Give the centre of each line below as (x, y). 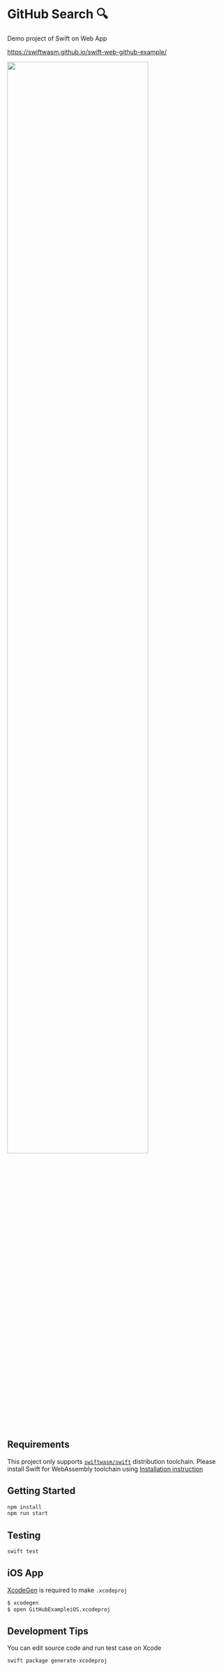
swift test (23, 1551)
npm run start (28, 1514)
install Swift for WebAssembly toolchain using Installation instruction (105, 1469)
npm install (24, 1507)
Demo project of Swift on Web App (57, 38)
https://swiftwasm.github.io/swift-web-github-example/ (87, 52)
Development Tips (48, 1631)
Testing (24, 1535)
